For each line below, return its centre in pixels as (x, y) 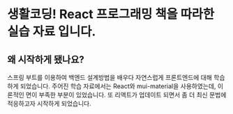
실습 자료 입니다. (52, 32)
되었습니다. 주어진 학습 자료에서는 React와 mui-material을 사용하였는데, (118, 86)
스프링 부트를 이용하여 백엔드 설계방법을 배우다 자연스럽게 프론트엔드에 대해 (110, 78)
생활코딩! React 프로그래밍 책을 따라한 (111, 14)
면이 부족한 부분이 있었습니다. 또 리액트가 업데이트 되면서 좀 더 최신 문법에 (126, 95)
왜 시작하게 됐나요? (46, 59)
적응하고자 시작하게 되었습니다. (50, 104)
